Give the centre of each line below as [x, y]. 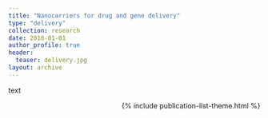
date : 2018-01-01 [37, 38]
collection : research [44, 30]
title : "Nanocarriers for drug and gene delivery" [94, 16]
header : [21, 53]
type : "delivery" [37, 23]
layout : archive [35, 68]
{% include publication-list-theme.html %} [191, 105]
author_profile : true [44, 45]
